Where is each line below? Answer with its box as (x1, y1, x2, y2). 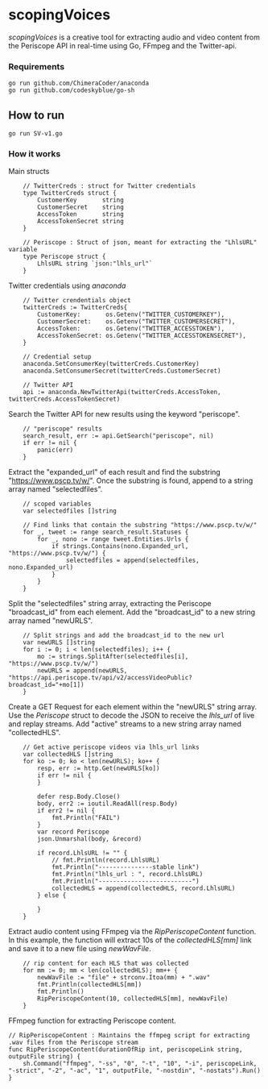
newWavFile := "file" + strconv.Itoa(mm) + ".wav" (37, 974, 211, 982)
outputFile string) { (8, 1053, 81, 1061)
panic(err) (37, 446, 74, 455)
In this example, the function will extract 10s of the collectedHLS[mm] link (8, 935, 252, 945)
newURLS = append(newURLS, (37, 667, 128, 675)
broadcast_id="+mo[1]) (8, 681, 85, 689)
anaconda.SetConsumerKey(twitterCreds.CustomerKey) (23, 360, 200, 368)
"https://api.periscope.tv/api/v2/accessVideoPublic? (8, 674, 193, 682)
